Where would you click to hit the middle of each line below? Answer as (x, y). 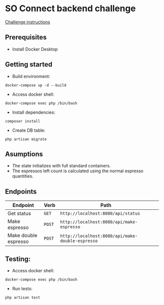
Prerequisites (26, 37)
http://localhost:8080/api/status (100, 213)
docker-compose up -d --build (36, 85)
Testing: (18, 259)
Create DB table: (29, 130)
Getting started (29, 65)
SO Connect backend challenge (70, 9)
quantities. (23, 176)
